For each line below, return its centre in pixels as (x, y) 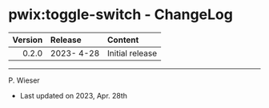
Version (28, 40)
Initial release (132, 53)
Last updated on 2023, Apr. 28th (74, 95)
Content (123, 40)
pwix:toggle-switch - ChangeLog (121, 15)
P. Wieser (24, 80)
